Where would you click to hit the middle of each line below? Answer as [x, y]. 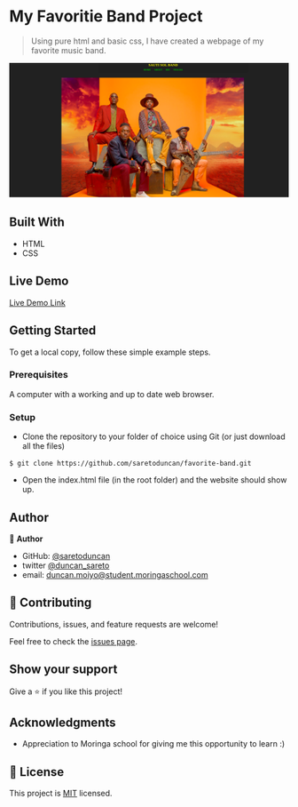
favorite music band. [68, 50]
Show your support [63, 670]
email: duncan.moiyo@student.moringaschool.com [115, 574]
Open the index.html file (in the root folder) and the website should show [154, 480]
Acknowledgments [63, 722]
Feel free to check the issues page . [73, 641]
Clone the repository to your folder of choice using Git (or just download [153, 436]
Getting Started [53, 331]
